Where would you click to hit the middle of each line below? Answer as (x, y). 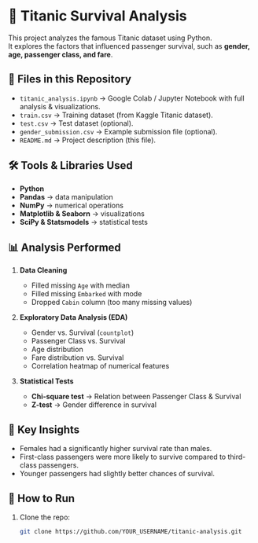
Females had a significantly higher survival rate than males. (116, 449)
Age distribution (57, 350)
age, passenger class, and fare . (61, 54)
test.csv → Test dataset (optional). (76, 123)
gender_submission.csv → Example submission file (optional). (118, 131)
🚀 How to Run (42, 498)
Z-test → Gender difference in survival (94, 405)
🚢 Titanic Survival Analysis (98, 16)
